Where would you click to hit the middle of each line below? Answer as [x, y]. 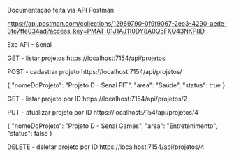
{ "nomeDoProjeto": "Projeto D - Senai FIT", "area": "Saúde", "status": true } [116, 85]
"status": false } [30, 133]
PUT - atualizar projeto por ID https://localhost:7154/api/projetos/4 [103, 112]
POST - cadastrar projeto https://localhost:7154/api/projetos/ [95, 72]
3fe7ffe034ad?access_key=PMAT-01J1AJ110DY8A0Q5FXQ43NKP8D [106, 31]
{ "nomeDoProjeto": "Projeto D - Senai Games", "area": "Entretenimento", [112, 126]
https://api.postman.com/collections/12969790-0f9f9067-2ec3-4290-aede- [117, 23]
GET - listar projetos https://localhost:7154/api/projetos [86, 58]
